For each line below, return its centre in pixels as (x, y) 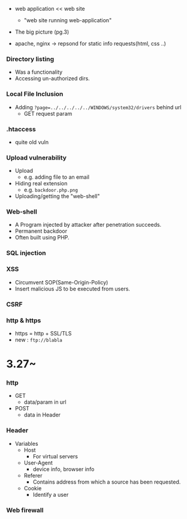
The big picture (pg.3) (42, 32)
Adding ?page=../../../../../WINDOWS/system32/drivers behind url (98, 107)
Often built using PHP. (42, 238)
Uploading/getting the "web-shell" (57, 196)
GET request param (48, 113)
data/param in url (45, 402)
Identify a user (51, 494)
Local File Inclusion (35, 94)
